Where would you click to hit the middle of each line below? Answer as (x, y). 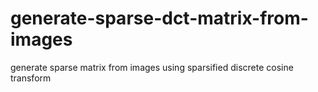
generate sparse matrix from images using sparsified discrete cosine (152, 67)
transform (31, 78)
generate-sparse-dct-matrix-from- (159, 18)
